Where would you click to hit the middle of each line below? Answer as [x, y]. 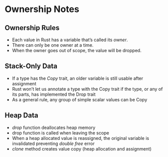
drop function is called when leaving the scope [60, 133]
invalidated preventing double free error [53, 143]
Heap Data [22, 116]
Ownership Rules [32, 28]
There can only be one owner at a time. [53, 45]
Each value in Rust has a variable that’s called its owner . [70, 40]
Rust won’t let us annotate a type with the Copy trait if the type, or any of [87, 89]
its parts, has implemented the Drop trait [54, 94]
